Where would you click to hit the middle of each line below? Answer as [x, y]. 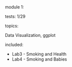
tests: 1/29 [15, 16]
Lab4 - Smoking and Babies [39, 59]
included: [14, 45]
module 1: [14, 7]
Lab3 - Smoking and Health [39, 54]
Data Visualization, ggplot [30, 35]
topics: [12, 26]
